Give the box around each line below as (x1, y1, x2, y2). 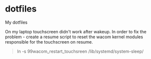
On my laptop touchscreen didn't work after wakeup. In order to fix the (5, 29, 147, 34)
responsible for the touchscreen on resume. (5, 39, 94, 44)
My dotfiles (5, 19, 28, 25)
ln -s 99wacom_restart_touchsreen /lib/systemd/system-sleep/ (17, 48, 144, 54)
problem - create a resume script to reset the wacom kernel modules (5, 34, 143, 40)
